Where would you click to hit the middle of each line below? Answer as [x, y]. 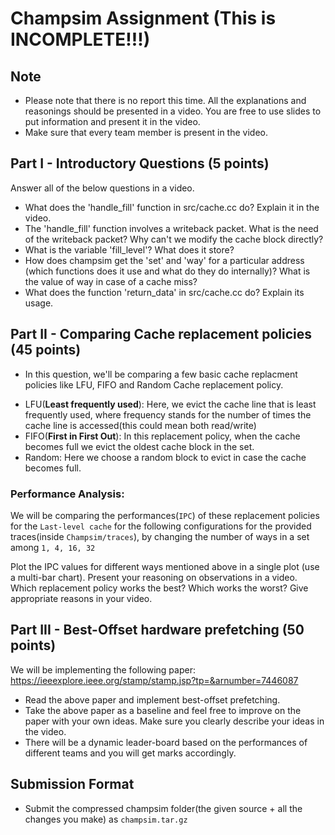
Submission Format [72, 784]
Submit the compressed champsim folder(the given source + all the [163, 808]
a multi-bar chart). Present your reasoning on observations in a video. [154, 577]
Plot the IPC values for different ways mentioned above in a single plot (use [165, 566]
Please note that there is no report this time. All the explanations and [165, 100]
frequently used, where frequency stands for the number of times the [168, 414]
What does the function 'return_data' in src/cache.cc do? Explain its [164, 292]
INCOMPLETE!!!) [80, 39]
